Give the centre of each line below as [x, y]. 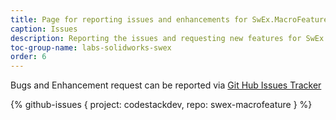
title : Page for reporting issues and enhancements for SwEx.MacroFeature [169, 19]
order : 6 [28, 57]
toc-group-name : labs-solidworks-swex [91, 47]
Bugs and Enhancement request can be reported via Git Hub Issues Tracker [166, 85]
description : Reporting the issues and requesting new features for [156, 38]
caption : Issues [44, 29]
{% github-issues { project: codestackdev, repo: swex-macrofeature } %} [161, 105]
